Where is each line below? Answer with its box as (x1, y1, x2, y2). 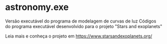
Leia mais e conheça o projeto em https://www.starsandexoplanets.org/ (5, 33, 153, 39)
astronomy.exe (5, 1, 69, 13)
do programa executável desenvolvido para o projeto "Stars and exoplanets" (5, 23, 163, 29)
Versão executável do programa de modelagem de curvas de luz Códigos (5, 18, 157, 24)
